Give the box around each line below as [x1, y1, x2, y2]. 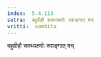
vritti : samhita [7, 23, 57, 30]
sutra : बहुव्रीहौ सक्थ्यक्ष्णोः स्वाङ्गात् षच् [7, 16, 94, 23]
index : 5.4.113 [7, 10, 54, 17]
